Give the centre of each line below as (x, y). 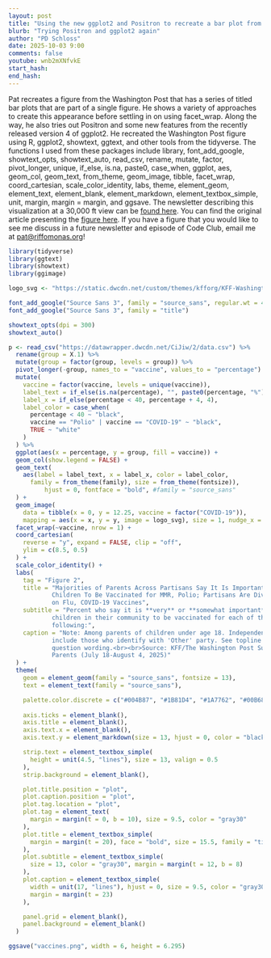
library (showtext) (39, 266)
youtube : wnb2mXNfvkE (45, 61)
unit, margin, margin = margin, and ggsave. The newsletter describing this (131, 202)
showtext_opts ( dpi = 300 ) (52, 325)
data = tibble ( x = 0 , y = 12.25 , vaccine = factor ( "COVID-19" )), (135, 513)
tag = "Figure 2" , (54, 580)
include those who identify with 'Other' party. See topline (156, 640)
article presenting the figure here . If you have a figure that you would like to (133, 219)
